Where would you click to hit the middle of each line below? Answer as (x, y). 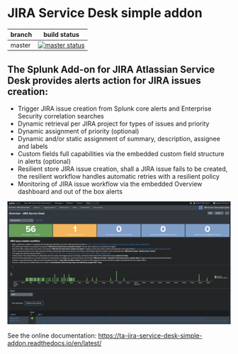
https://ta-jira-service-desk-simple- (151, 336)
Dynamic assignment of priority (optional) (78, 131)
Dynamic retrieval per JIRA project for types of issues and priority (113, 123)
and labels (33, 146)
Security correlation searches (61, 116)
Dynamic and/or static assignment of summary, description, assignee (119, 139)
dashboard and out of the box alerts (70, 192)
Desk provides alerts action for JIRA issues (104, 81)
